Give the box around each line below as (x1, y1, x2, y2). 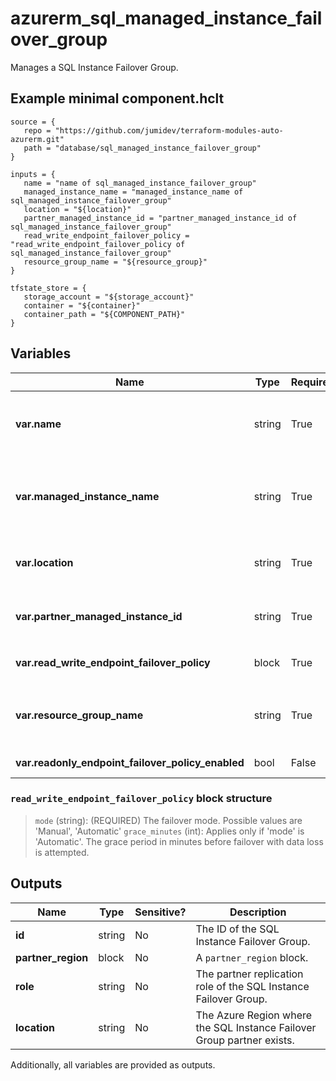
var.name (15, 417, 62, 431)
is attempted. (34, 846, 90, 858)
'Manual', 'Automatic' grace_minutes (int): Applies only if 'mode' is (34, 825, 305, 837)
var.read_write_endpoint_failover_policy (15, 655, 211, 669)
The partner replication (195, 967, 304, 981)
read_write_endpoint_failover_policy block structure (10, 792, 273, 806)
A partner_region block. (195, 950, 309, 964)
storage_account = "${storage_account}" (23, 292, 195, 302)
